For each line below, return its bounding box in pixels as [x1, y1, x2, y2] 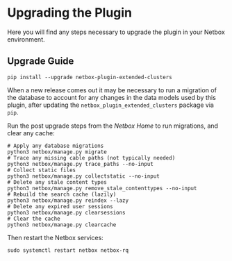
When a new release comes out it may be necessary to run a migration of [7, 85, 217, 94]
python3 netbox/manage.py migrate [7, 148, 108, 155]
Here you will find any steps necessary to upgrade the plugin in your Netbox [7, 28, 226, 36]
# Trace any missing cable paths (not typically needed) [7, 154, 176, 161]
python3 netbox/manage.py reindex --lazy [7, 196, 129, 204]
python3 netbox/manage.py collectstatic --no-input [7, 172, 160, 180]
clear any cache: [7, 128, 55, 137]
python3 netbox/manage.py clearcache [7, 221, 117, 228]
